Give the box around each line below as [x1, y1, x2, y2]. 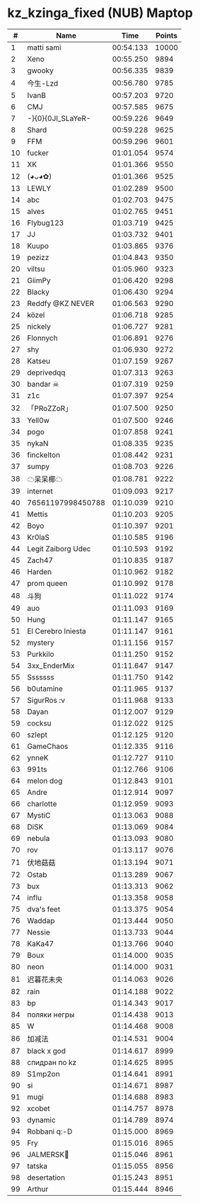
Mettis [27, 509, 48, 519]
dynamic [27, 1114, 57, 1124]
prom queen [27, 578, 68, 588]
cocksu [27, 718, 52, 728]
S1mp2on [27, 1068, 60, 1078]
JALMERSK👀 [27, 1149, 69, 1159]
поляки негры [27, 1010, 75, 1020]
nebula [27, 833, 50, 843]
